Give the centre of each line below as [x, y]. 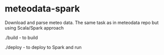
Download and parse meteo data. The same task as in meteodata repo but [82, 22]
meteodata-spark [42, 9]
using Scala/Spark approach [34, 27]
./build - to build [21, 37]
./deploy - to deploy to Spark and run [43, 47]
